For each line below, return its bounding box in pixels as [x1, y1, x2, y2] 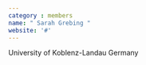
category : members [8, 11, 73, 20]
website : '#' [8, 26, 52, 34]
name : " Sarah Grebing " [8, 19, 91, 27]
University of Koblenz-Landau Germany [8, 48, 139, 58]
